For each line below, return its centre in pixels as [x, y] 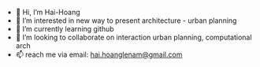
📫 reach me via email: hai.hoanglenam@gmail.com [99, 54]
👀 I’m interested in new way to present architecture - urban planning [126, 20]
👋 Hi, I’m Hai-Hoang [48, 12]
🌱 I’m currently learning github [65, 29]
